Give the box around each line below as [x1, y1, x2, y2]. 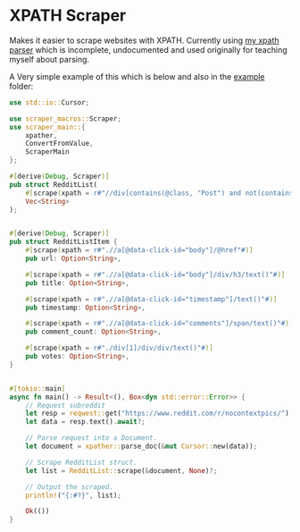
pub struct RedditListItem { [9, 238, 118, 247]
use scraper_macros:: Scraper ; [9, 114, 122, 123]
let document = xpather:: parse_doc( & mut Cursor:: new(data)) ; [25, 442, 257, 452]
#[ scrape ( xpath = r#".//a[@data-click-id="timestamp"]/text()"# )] [25, 294, 278, 304]
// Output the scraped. [25, 482, 114, 492]
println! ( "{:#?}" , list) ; [25, 491, 122, 500]
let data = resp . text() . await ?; [25, 418, 146, 426]
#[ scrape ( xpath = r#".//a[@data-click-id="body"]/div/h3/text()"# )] [25, 270, 286, 279]
